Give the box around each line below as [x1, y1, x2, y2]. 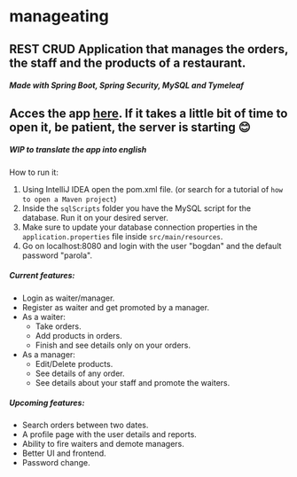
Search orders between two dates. [21, 419, 149, 431]
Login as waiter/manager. [21, 293, 115, 303]
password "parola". [21, 250, 93, 261]
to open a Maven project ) [21, 193, 117, 204]
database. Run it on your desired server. [21, 212, 168, 223]
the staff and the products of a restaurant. [9, 55, 246, 70]
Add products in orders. [35, 330, 122, 340]
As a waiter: [21, 311, 66, 322]
